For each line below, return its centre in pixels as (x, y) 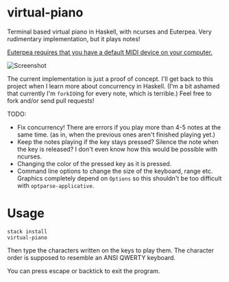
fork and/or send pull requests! (51, 100)
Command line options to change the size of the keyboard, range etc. (115, 171)
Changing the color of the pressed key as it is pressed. (94, 163)
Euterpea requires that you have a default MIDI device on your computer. (110, 52)
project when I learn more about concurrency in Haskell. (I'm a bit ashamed (113, 86)
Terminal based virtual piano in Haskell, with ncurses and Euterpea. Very (110, 32)
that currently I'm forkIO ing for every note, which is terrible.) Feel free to (110, 93)
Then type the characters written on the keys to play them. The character (111, 250)
